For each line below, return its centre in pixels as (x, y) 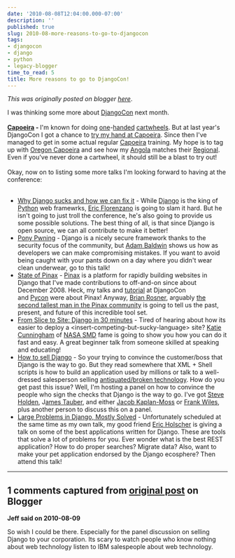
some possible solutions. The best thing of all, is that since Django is (116, 223)
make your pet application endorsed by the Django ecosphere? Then (116, 454)
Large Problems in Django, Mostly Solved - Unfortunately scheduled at (119, 417)
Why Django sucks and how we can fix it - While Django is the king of (117, 201)
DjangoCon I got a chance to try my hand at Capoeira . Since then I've (107, 135)
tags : (15, 40)
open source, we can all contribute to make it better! (93, 231)
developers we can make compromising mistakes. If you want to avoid (119, 253)
